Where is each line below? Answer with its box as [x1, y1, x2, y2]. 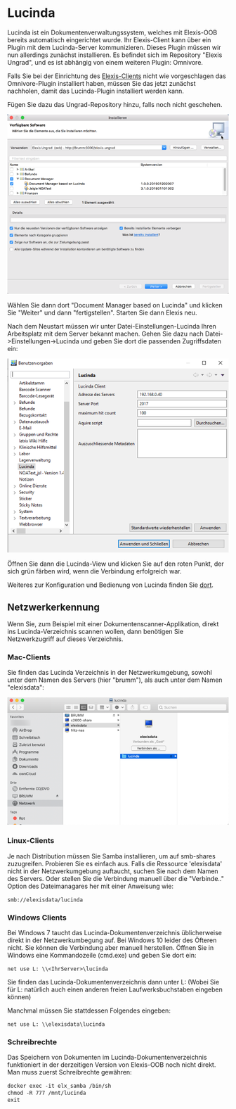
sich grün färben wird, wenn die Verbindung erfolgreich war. [7, 567, 182, 576]
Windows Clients [7, 913, 67, 923]
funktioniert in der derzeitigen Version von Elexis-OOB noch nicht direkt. [7, 1060, 216, 1069]
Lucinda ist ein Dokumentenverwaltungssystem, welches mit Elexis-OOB [7, 28, 218, 37]
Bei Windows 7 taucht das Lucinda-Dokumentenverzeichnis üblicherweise [7, 929, 223, 937]
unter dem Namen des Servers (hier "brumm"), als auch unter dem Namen [7, 676, 223, 684]
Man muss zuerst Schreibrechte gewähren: [7, 1068, 132, 1077]
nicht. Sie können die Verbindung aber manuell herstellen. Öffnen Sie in [7, 944, 214, 951]
